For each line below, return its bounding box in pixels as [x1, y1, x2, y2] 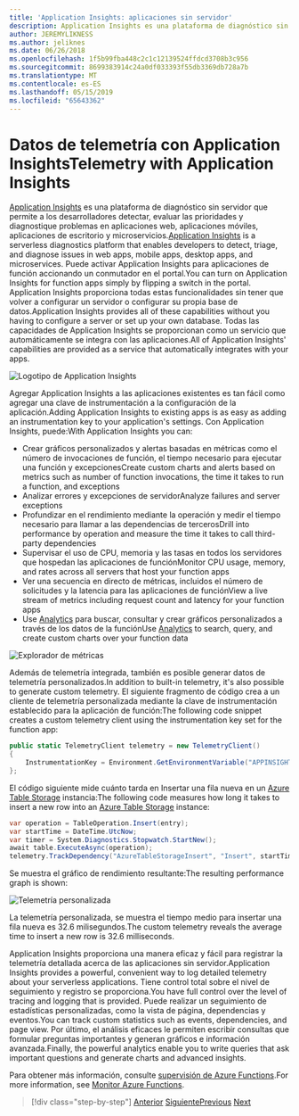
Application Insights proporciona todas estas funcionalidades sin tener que [9, 287, 284, 298]
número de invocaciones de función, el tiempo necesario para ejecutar [21, 452, 282, 464]
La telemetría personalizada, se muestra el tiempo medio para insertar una [9, 912, 282, 923]
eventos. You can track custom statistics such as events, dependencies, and [9, 1014, 287, 1026]
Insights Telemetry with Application [9, 153, 274, 174]
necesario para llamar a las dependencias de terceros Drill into [21, 519, 250, 530]
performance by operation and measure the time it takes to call [21, 528, 254, 540]
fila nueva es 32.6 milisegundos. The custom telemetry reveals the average [9, 922, 283, 932]
